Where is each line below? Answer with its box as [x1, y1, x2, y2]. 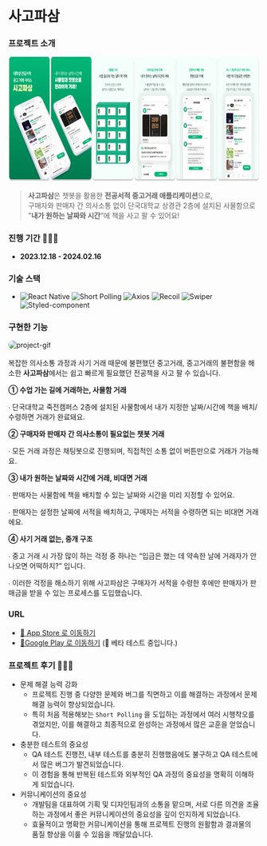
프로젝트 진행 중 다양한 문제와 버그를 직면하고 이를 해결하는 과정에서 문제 [31, 689, 257, 699]
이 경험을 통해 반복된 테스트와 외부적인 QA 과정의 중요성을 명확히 [31, 769, 234, 779]
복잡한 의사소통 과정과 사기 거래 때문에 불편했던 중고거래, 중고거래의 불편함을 [8, 358, 247, 368]
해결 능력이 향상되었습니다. [31, 699, 116, 708]
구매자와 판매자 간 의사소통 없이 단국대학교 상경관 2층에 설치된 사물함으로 [27, 201, 256, 210]
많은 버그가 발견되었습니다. [40, 759, 124, 768]
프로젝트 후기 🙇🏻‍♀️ [8, 660, 74, 671]
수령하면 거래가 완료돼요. [8, 413, 85, 422]
